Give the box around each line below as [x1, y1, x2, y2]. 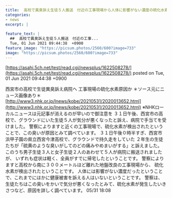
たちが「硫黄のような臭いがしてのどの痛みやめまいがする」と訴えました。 [5, 142, 162, 148]
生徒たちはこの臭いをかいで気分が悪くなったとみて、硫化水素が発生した [5, 181, 158, 187]
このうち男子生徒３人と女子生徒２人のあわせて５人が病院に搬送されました [5, 149, 162, 155]
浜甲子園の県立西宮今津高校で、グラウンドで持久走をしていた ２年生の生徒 [5, 136, 163, 142]
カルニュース [5, 111, 32, 117]
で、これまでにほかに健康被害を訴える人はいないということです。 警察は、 [5, 174, 163, 181]
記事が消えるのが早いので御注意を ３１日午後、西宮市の [40, 111, 159, 117]
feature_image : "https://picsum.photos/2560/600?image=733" [5, 46, 137, 51]
